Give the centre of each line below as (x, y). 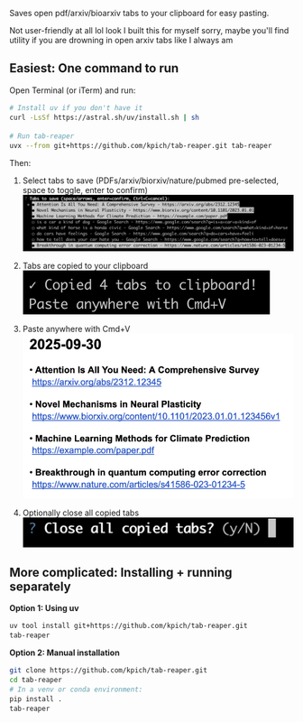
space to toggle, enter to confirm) (85, 190)
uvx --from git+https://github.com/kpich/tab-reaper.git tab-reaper (141, 146)
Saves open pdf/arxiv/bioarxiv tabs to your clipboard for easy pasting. (139, 13)
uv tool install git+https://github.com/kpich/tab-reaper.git (129, 626)
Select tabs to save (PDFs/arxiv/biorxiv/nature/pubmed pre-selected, (151, 180)
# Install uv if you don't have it (76, 107)
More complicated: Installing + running (121, 572)
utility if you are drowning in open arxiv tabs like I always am (121, 40)
